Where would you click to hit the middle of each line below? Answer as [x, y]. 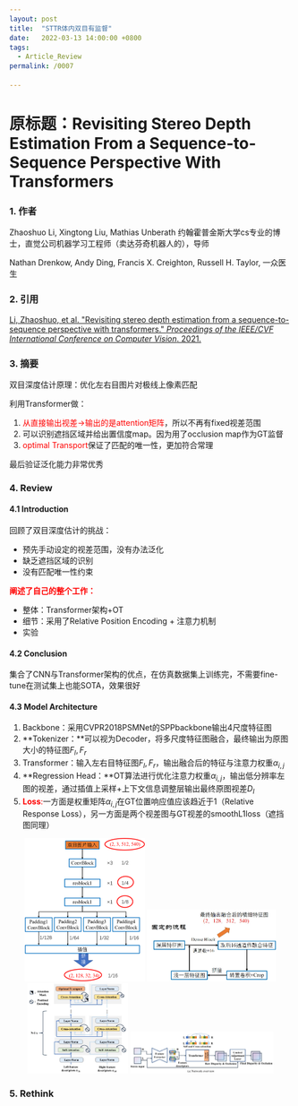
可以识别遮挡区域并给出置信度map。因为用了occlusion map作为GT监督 [153, 434]
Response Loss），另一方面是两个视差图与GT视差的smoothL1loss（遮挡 [153, 814]
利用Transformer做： [48, 403]
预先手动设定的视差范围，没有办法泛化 [93, 549]
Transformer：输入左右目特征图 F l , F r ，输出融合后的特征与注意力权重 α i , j [153, 764]
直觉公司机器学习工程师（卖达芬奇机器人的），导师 [117, 244]
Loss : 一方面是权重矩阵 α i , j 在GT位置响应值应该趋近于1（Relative [138, 802]
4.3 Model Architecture [54, 706]
